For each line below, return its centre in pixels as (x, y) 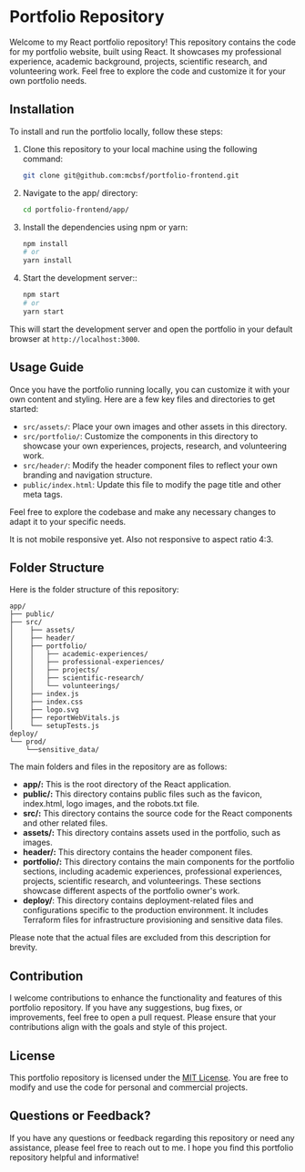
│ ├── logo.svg (44, 710)
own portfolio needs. (48, 80)
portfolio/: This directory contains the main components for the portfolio (158, 862)
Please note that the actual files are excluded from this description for (140, 938)
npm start (41, 295)
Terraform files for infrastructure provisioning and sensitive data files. (153, 920)
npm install (45, 243)
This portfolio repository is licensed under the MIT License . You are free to (149, 1078)
